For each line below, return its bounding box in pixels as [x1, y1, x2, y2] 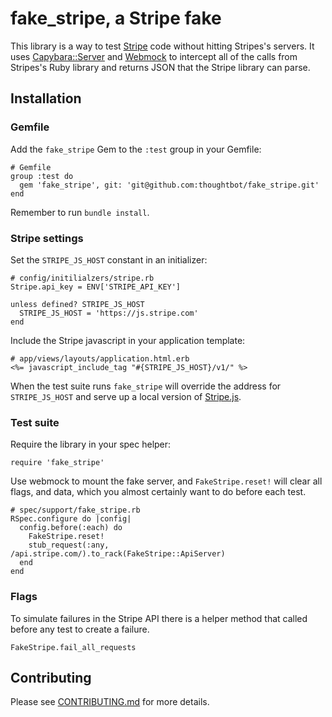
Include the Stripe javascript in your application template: [10, 334, 246, 346]
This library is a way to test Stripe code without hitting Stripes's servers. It [10, 40, 315, 52]
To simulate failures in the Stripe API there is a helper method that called [10, 612, 308, 624]
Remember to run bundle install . [10, 206, 150, 218]
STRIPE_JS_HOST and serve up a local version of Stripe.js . [10, 390, 242, 402]
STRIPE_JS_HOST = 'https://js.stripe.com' [19, 308, 199, 318]
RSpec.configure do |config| [10, 514, 132, 524]
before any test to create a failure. [10, 623, 150, 635]
